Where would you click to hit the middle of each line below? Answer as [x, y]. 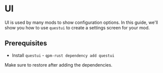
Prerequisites [26, 43]
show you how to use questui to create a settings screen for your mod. [77, 27]
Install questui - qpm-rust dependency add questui [63, 55]
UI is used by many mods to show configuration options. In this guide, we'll [81, 22]
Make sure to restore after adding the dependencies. [59, 65]
